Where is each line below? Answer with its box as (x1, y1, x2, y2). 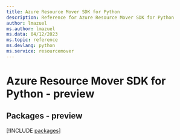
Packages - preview (6, 111, 83, 121)
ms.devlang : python (6, 43, 56, 49)
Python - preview (6, 87, 95, 100)
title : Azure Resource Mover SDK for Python (6, 8, 120, 15)
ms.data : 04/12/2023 (6, 31, 59, 37)
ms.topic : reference (6, 37, 59, 43)
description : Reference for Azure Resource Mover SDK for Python (6, 14, 174, 21)
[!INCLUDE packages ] (6, 127, 61, 134)
